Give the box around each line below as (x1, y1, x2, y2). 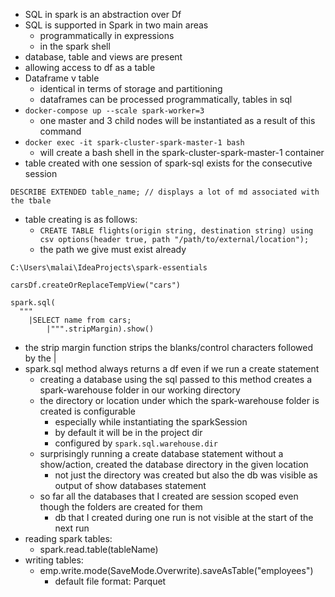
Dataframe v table (24, 72, 100, 84)
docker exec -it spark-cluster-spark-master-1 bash (24, 138, 245, 148)
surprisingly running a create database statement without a (39, 448, 284, 459)
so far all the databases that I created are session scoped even (39, 490, 299, 502)
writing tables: (24, 554, 84, 566)
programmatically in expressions (39, 30, 175, 41)
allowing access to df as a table (24, 62, 156, 73)
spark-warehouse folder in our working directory (39, 384, 241, 396)
